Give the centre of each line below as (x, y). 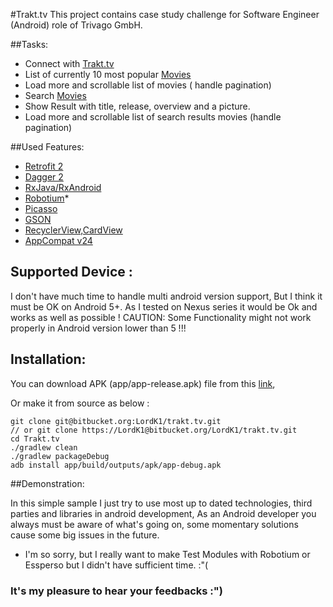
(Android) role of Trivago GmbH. (76, 25)
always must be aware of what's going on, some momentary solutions (154, 524)
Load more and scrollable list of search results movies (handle (153, 117)
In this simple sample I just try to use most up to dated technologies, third (161, 503)
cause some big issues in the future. (85, 535)
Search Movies (55, 95)
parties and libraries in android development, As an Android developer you (163, 513)
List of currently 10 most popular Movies (108, 74)
